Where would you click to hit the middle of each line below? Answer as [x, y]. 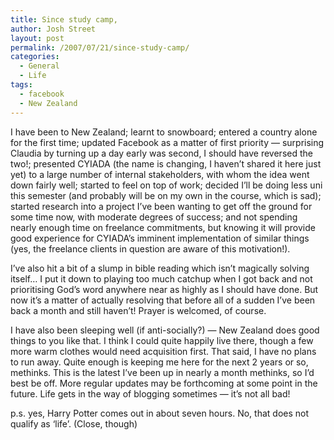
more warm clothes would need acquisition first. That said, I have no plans [163, 351]
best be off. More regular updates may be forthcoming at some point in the [164, 383]
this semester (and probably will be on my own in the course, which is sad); [166, 195]
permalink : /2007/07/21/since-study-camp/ [100, 47]
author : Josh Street [53, 29]
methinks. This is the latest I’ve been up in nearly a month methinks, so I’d [162, 372]
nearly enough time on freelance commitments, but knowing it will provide [163, 227]
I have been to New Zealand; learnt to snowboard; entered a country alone [164, 132]
